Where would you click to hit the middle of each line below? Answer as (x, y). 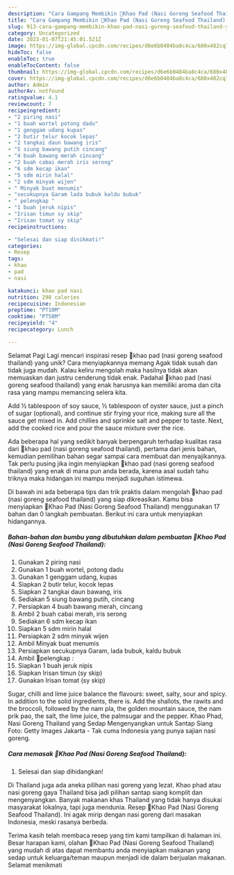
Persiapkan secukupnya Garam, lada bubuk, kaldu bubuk (99, 651)
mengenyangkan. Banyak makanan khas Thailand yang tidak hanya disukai (115, 799)
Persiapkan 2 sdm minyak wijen (63, 636)
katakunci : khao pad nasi (45, 291)
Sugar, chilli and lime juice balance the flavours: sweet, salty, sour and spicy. (117, 694)
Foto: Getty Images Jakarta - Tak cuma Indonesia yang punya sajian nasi (112, 730)
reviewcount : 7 (30, 104)
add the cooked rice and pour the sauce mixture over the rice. (97, 427)
